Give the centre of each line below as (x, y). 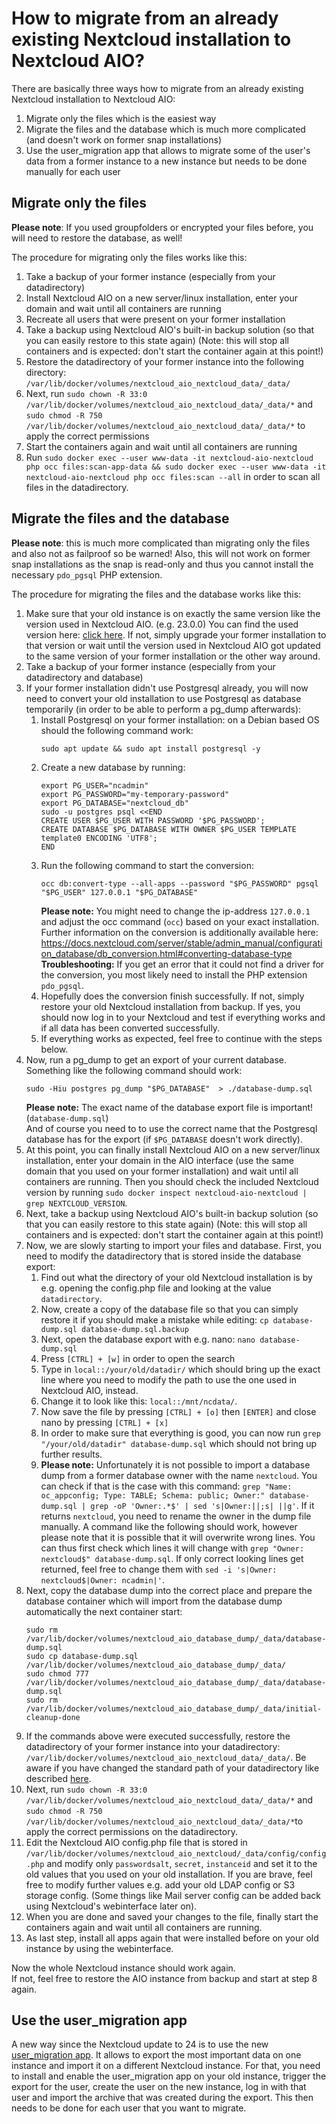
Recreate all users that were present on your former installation (155, 319)
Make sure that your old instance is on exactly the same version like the (173, 613)
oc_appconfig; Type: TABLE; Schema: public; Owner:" (153, 1495)
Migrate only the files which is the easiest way (121, 118)
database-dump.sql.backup (135, 1329)
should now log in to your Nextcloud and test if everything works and (183, 1017)
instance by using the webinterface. (99, 1948)
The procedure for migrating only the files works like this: (129, 257)
